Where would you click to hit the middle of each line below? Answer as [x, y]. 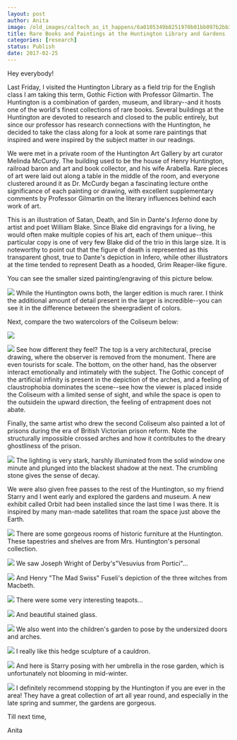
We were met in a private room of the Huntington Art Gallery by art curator [115, 153]
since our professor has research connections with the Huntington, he [109, 124]
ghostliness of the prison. [44, 445]
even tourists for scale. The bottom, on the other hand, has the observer [112, 364]
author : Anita [28, 20]
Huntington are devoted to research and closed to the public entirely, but [113, 117]
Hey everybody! [31, 73]
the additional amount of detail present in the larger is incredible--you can [115, 300]
